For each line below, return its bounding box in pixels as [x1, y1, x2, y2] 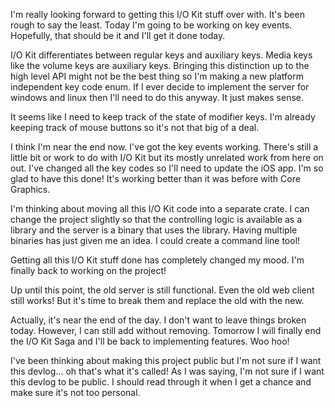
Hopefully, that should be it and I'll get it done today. [10, 30, 226, 41]
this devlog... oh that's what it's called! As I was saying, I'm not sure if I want [10, 365, 325, 377]
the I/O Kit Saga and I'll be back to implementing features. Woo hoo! [10, 335, 290, 347]
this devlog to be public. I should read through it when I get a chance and [10, 376, 312, 388]
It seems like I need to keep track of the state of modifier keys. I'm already [10, 111, 316, 123]
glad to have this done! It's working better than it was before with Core [10, 173, 301, 184]
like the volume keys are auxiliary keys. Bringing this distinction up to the [10, 60, 310, 71]
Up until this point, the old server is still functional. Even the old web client [10, 284, 315, 296]
